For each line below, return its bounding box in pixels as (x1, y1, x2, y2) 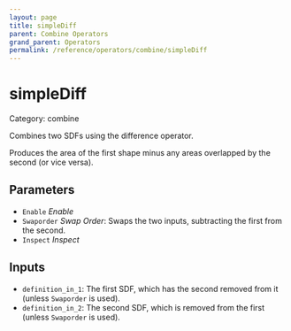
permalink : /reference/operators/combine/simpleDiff (9, 46, 208, 55)
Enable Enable (21, 205, 74, 217)
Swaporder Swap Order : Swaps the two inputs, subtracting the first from (21, 215, 283, 226)
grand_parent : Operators (9, 37, 101, 47)
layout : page (9, 12, 57, 22)
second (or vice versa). (9, 157, 95, 168)
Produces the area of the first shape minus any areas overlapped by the (9, 148, 272, 158)
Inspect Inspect (21, 234, 80, 244)
